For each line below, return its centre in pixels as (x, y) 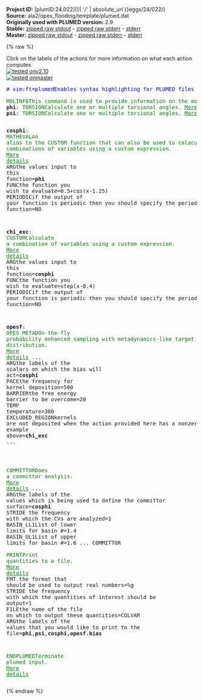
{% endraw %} (25, 691)
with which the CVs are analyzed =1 (59, 519)
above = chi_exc (27, 436)
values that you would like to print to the (73, 627)
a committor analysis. (40, 476)
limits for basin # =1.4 (41, 531)
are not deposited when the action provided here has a (91, 424)
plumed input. (27, 662)
